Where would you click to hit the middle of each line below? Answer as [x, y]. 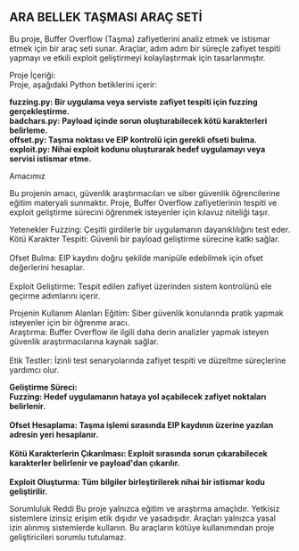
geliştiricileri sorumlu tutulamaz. [68, 537]
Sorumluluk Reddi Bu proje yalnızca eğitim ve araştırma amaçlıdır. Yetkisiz [145, 508]
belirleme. [29, 130]
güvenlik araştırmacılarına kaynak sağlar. [84, 341]
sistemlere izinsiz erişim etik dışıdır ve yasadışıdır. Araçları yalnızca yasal [143, 518]
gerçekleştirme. [39, 111]
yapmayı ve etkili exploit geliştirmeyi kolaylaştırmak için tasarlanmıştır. [137, 58]
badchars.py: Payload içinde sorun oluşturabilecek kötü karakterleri [138, 120]
